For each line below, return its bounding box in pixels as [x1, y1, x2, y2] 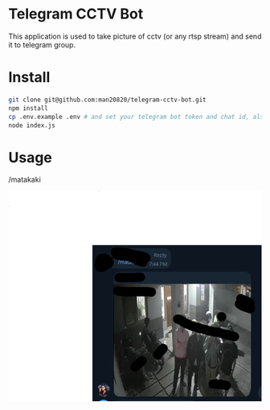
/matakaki [8, 174, 42, 185]
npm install [8, 104, 48, 113]
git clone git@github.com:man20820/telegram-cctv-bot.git [8, 96, 207, 104]
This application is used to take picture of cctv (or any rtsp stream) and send [8, 31, 262, 41]
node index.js [8, 121, 56, 129]
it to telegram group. [8, 39, 76, 49]
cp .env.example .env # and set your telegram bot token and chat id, [8, 113, 250, 121]
